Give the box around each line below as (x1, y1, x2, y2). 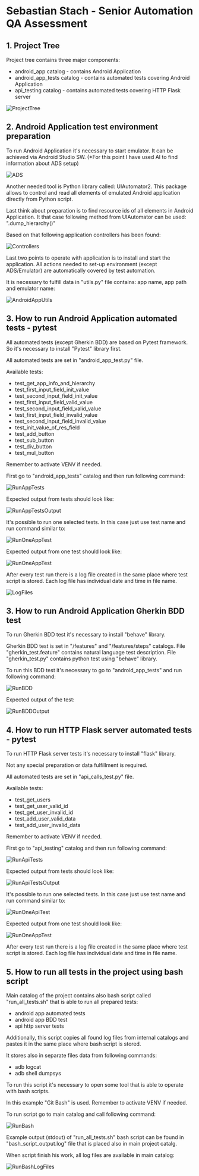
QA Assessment (6, 17, 88, 30)
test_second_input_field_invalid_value (14, 417, 106, 425)
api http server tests (14, 1022, 64, 1030)
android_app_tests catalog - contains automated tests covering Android (14, 74, 190, 81)
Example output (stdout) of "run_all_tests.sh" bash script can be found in (6, 1134, 184, 1141)
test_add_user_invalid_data (14, 822, 81, 829)
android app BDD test (14, 1016, 68, 1024)
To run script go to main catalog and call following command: (6, 1111, 156, 1118)
